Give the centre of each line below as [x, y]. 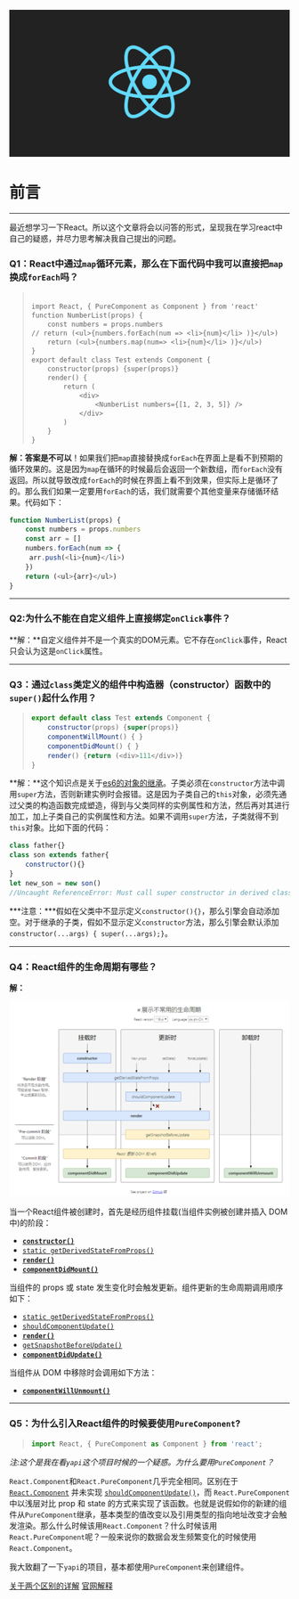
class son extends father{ [59, 855]
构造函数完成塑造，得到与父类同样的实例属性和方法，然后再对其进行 [165, 805]
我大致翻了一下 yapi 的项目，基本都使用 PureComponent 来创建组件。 [129, 1566]
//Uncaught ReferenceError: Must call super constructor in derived [139, 893]
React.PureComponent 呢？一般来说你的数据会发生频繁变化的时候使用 [133, 1537]
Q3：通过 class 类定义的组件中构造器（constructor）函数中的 [140, 684]
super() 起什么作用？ [53, 698]
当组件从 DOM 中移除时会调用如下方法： [83, 1373]
